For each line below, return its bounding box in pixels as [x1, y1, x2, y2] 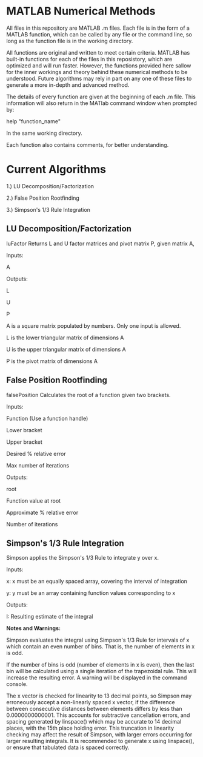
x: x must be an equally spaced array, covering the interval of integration [6, 578, 188, 585]
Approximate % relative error [6, 509, 79, 516]
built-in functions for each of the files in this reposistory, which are [6, 55, 173, 63]
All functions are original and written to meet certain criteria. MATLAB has [6, 49, 190, 56]
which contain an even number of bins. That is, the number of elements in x [6, 643, 195, 650]
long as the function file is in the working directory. [6, 37, 133, 44]
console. [6, 681, 28, 688]
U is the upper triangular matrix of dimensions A [6, 345, 126, 353]
